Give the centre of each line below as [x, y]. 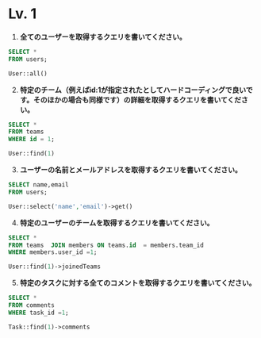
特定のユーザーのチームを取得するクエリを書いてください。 [117, 222]
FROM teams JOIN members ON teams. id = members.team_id [106, 245]
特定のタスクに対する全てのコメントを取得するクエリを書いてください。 [138, 283]
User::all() [28, 73]
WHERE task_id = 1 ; [38, 313]
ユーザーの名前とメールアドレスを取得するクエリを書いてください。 [130, 170]
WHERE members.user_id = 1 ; [53, 252]
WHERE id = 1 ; [32, 140]
